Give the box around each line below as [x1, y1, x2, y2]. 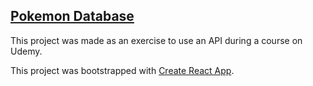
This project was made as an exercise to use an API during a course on [10, 34, 303, 46]
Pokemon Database [10, 8, 135, 25]
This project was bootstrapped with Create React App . [10, 64, 235, 76]
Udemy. [10, 45, 43, 57]
